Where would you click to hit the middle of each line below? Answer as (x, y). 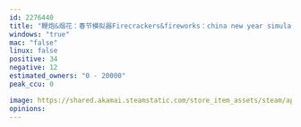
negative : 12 (34, 68)
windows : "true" (39, 34)
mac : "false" (34, 42)
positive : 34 (34, 59)
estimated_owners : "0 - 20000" (68, 76)
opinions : (28, 108)
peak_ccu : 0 (31, 84)
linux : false (34, 51)
